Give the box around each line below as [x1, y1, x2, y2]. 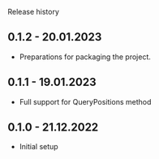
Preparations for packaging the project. [19, 52, 151, 62]
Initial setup [19, 142, 58, 152]
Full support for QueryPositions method [19, 97, 152, 106]
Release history [7, 7, 60, 16]
